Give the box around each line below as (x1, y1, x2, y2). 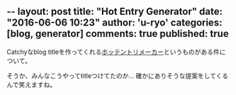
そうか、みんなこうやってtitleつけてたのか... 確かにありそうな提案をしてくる (6, 71, 229, 80)
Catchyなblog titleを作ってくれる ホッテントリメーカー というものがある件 (6, 47, 220, 56)
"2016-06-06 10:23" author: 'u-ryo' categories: (6, 17, 223, 29)
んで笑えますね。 (6, 80, 57, 89)
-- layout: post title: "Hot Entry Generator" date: (6, 6, 223, 18)
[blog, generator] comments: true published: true (6, 28, 229, 40)
